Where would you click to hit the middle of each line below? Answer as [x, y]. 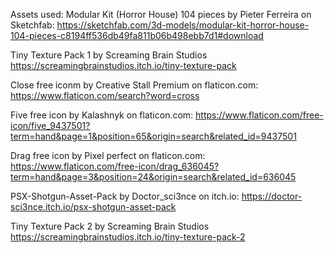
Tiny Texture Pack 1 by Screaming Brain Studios [109, 55]
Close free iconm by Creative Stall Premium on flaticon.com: [134, 85]
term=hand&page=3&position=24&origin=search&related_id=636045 [153, 177]
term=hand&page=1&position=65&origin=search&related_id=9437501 [153, 136]
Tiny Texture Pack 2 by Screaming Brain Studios [110, 226]
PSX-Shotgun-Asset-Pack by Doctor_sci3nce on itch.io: [125, 196]
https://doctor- [272, 196]
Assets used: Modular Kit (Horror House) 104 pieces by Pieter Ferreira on [161, 14]
